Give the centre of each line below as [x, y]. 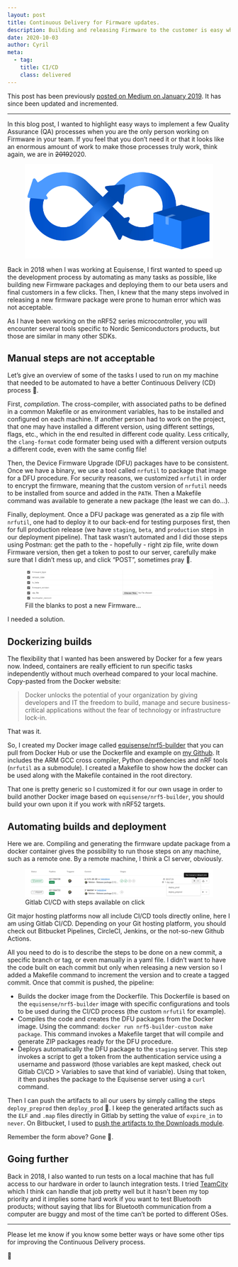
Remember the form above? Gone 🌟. [61, 1136]
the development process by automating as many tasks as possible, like [112, 277]
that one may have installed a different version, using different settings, [111, 427]
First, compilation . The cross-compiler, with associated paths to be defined [117, 404]
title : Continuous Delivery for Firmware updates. [84, 22]
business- [216, 703]
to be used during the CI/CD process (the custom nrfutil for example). [122, 1011]
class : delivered [46, 75]
